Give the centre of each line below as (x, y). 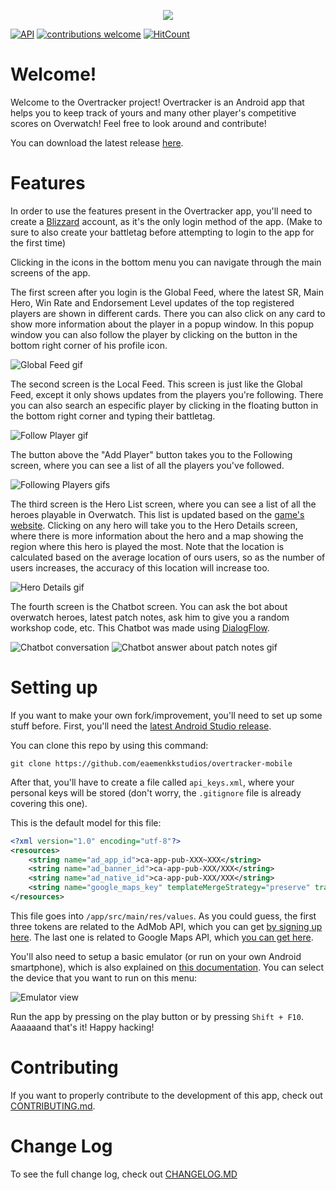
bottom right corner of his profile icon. (89, 345)
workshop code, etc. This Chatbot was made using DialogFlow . (140, 627)
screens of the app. (50, 272)
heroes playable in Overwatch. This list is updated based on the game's (157, 514)
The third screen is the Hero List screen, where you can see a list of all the (163, 504)
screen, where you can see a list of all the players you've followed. (147, 465)
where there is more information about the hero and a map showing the (157, 536)
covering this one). (49, 803)
